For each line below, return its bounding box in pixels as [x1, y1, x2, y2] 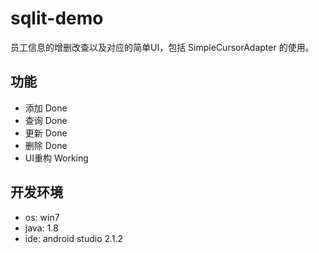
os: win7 [24, 211, 60, 223]
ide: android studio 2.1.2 [24, 232, 124, 244]
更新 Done [24, 127, 68, 139]
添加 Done [24, 102, 68, 114]
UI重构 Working [24, 152, 89, 164]
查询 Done [24, 114, 68, 126]
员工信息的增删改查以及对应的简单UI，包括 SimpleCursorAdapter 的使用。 [10, 41, 315, 53]
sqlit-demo [10, 7, 104, 30]
